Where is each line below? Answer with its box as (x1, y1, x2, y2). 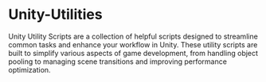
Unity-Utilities (8, 6, 103, 24)
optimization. (8, 65, 51, 74)
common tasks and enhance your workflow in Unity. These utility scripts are (8, 39, 258, 49)
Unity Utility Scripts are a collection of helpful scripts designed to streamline (8, 32, 259, 41)
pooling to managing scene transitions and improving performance (8, 57, 227, 66)
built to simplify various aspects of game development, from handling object (8, 48, 259, 58)
